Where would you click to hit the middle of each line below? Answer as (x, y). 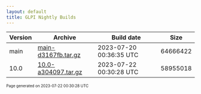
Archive (65, 37)
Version (21, 37)
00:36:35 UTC (118, 55)
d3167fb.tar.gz (59, 55)
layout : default (26, 12)
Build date (126, 37)
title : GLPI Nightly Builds (41, 17)
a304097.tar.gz (60, 72)
